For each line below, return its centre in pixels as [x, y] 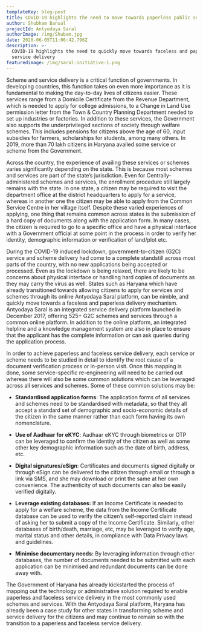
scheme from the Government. [44, 151]
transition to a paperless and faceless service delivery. [74, 623]
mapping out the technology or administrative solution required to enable [97, 591]
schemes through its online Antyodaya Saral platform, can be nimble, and [98, 296]
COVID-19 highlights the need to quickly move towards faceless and [100, 51]
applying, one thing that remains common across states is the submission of [101, 214]
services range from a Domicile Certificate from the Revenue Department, [98, 99]
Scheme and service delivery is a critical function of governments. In [92, 80]
